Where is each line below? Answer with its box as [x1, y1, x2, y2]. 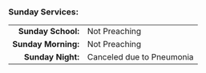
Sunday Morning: [12, 39, 80, 50]
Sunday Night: [23, 52, 80, 63]
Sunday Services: [8, 6, 79, 17]
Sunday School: [18, 26, 80, 37]
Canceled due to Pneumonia [87, 52, 194, 63]
